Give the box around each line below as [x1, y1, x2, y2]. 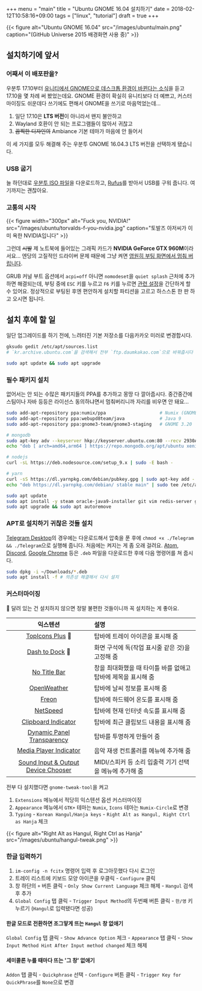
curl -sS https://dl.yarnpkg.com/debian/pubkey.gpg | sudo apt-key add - [6, 476, 195, 482]
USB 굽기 [6, 164, 32, 173]
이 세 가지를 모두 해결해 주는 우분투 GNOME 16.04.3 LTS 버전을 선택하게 [6, 140, 176, 148]
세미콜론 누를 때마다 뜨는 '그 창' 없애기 [6, 957, 95, 964]
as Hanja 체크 [14, 817, 48, 825]
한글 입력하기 [6, 852, 42, 860]
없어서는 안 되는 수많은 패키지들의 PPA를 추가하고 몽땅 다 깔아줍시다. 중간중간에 [6, 390, 192, 398]
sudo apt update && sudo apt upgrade [6, 360, 101, 366]
